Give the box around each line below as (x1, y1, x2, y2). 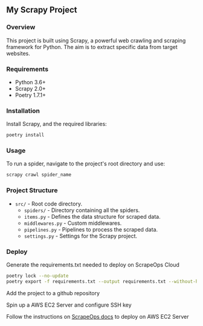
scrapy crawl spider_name (6, 172, 71, 178)
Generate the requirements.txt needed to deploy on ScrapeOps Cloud (6, 261, 180, 268)
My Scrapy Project (6, 5, 77, 15)
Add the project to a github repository (6, 289, 100, 296)
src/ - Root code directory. (14, 200, 83, 207)
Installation (6, 106, 40, 115)
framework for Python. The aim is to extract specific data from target (6, 43, 178, 50)
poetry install (6, 132, 45, 138)
